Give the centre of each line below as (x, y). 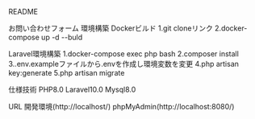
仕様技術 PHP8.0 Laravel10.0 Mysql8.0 (72, 89)
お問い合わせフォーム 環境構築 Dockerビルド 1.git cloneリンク (111, 28)
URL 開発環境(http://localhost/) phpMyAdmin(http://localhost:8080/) (121, 107)
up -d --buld (62, 37)
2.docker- (231, 28)
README (23, 12)
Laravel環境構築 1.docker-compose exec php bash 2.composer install (124, 54)
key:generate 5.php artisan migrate (67, 73)
